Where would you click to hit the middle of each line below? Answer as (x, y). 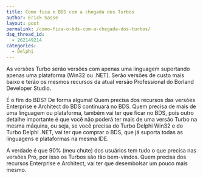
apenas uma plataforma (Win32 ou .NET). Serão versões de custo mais (95, 75)
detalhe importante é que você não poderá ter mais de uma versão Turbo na (102, 119)
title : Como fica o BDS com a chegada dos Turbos (71, 12)
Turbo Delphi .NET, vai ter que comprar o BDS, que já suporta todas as (95, 132)
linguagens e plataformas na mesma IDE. (57, 139)
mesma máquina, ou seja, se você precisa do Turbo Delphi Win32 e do (95, 126)
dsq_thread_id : (26, 35)
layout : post (23, 23)
